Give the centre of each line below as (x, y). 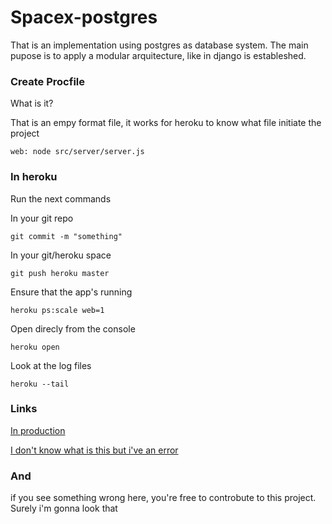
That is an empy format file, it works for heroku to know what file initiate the (166, 123)
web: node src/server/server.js (77, 152)
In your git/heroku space (61, 255)
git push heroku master (60, 273)
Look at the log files (51, 365)
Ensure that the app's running (71, 292)
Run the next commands (61, 198)
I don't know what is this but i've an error (94, 450)
